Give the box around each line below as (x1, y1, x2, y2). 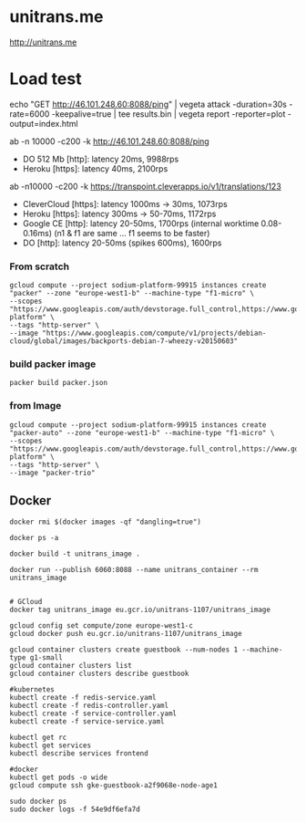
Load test (9, 68, 82, 89)
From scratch (9, 260, 70, 273)
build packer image (9, 358, 97, 370)
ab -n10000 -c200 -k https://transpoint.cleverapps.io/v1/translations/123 (9, 181, 282, 192)
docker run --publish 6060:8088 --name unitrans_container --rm (9, 565, 259, 574)
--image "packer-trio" (9, 468, 96, 477)
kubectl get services (9, 741, 92, 750)
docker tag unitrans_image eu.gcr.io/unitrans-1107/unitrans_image (9, 605, 271, 614)
